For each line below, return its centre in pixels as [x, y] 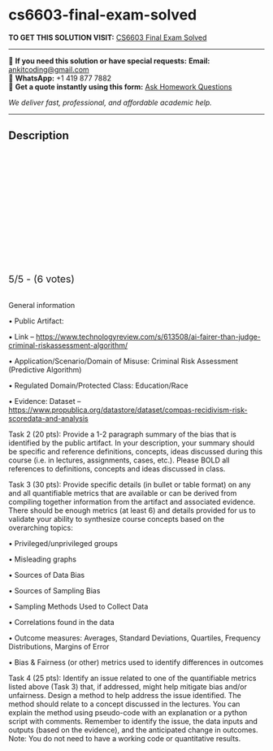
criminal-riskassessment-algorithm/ [68, 345]
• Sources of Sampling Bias [54, 590]
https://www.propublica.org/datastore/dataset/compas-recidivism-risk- [128, 410]
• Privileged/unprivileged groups [63, 543]
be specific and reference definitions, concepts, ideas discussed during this [135, 451]
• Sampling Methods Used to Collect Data [78, 606]
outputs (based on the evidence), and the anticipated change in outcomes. [133, 730]
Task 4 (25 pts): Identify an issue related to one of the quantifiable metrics [132, 678]
